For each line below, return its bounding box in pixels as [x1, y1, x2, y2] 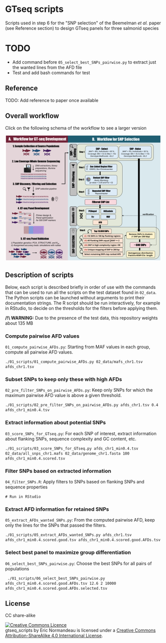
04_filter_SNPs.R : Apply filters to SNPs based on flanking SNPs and [5, 479, 145, 485]
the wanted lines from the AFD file [12, 64, 82, 70]
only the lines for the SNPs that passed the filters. [5, 522, 107, 528]
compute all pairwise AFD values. [5, 349, 73, 355]
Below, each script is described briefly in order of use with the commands [5, 284, 156, 290]
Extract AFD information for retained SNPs [5, 506, 109, 513]
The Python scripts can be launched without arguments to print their [5, 294, 145, 300]
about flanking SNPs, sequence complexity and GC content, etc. [5, 436, 137, 442]
